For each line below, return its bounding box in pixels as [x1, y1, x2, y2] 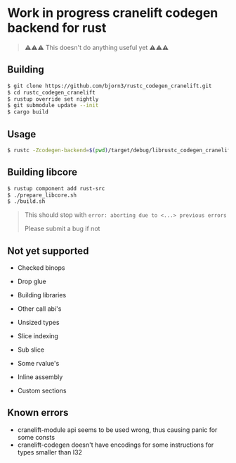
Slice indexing [17, 332, 58, 340]
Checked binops [17, 264, 65, 272]
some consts [17, 433, 55, 441]
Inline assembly [17, 373, 63, 381]
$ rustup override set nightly [7, 95, 99, 103]
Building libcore [7, 166, 77, 178]
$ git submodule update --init [7, 102, 99, 109]
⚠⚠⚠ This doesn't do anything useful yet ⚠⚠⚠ [24, 43, 169, 51]
